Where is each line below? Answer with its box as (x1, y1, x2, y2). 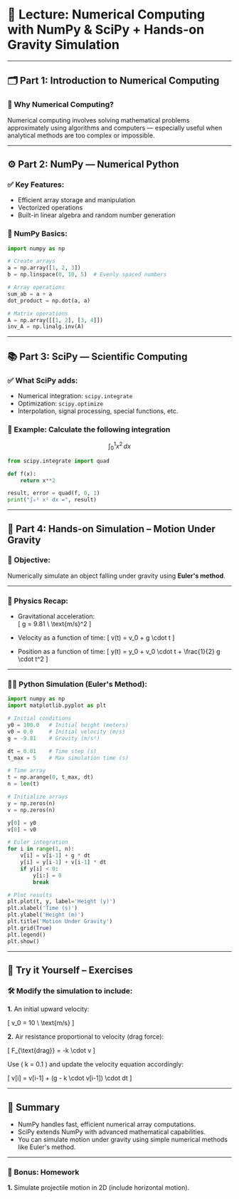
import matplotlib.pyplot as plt (7, 702, 107, 710)
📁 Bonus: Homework (7, 1168, 80, 1177)
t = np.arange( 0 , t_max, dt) (7, 774, 94, 781)
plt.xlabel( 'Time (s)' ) (7, 905, 78, 912)
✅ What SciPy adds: (7, 375, 78, 385)
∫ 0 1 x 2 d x (107, 441, 132, 452)
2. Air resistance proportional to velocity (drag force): (7, 1032, 164, 1041)
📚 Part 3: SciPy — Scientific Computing (7, 351, 188, 363)
